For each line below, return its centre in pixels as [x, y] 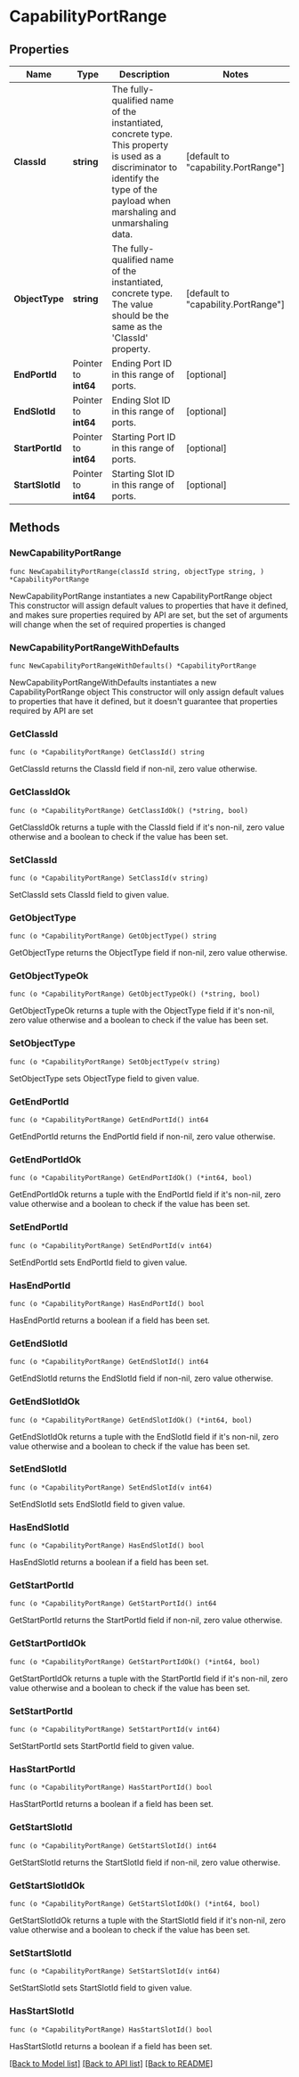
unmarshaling [140, 223]
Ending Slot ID [141, 400]
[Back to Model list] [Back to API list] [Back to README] [111, 2063]
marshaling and [144, 212]
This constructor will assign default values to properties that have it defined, [149, 605]
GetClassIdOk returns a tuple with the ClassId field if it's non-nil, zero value [147, 827]
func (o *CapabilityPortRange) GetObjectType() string [113, 936]
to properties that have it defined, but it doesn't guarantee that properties [144, 701]
